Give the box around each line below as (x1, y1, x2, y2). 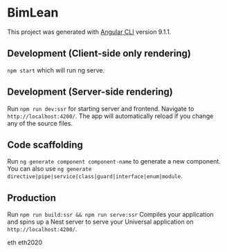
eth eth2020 (7, 238, 43, 246)
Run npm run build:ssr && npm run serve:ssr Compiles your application (7, 211, 215, 219)
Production (7, 192, 57, 204)
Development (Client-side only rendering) (7, 48, 192, 59)
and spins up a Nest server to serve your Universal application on (7, 217, 194, 226)
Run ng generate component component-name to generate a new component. (7, 157, 221, 166)
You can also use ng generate (7, 164, 92, 173)
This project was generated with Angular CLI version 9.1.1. (7, 28, 172, 36)
